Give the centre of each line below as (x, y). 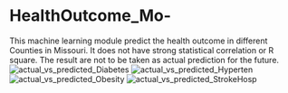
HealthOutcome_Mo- (91, 16)
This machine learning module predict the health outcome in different (139, 41)
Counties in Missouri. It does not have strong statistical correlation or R (142, 50)
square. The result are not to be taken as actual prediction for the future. (144, 60)
